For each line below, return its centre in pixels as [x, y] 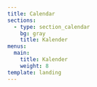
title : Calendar [31, 14]
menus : [17, 46]
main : [22, 53]
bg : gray [33, 33]
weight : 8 [35, 66]
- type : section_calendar [52, 27]
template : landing [34, 72]
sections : [22, 20]
